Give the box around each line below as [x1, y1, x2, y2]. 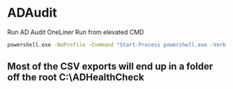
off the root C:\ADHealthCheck [7, 72, 144, 83]
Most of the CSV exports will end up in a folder [7, 60, 213, 72]
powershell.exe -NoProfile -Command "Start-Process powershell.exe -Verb [7, 41, 227, 48]
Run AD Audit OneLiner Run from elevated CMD [7, 28, 144, 36]
